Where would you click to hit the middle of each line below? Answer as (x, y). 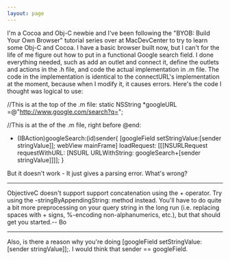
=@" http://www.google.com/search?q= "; (65, 112)
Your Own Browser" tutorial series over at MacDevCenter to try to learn (107, 40)
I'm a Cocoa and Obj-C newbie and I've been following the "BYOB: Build (108, 33)
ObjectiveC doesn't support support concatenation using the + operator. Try (115, 193)
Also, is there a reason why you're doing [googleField (82, 242)
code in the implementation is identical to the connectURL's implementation (114, 77)
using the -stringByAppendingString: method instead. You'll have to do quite (114, 200)
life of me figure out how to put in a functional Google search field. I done (111, 55)
